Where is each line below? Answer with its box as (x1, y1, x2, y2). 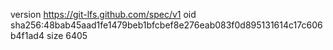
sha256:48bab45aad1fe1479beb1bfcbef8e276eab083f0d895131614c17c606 (10, 19, 323, 31)
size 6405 (46, 30, 88, 41)
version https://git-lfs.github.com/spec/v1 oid (10, 9, 197, 20)
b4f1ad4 (10, 30, 45, 41)
